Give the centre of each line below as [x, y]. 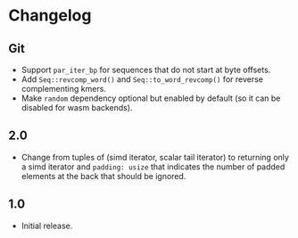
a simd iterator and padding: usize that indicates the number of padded [153, 167]
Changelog [50, 16]
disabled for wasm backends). [77, 107]
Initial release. [47, 226]
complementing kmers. [63, 89]
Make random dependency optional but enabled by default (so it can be [151, 98]
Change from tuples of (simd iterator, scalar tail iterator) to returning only [155, 157]
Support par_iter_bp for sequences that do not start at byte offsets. [146, 70]
